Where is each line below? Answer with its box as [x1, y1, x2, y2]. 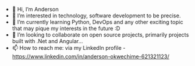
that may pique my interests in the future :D [12, 25, 121, 32]
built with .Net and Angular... [12, 38, 84, 44]
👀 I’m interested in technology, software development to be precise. [12, 12, 181, 19]
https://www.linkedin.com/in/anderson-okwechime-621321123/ [12, 53, 170, 60]
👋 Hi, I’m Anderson [12, 6, 59, 13]
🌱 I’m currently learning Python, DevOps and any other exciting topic [12, 19, 183, 25]
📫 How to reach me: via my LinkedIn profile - [12, 44, 126, 51]
